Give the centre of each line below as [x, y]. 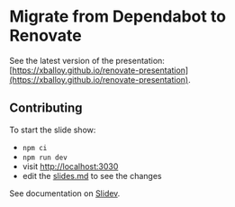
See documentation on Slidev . [65, 193]
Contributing [46, 108]
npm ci [35, 148]
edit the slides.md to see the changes [92, 175]
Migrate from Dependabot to [118, 17]
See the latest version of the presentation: [87, 60]
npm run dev [45, 157]
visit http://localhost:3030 [70, 166]
